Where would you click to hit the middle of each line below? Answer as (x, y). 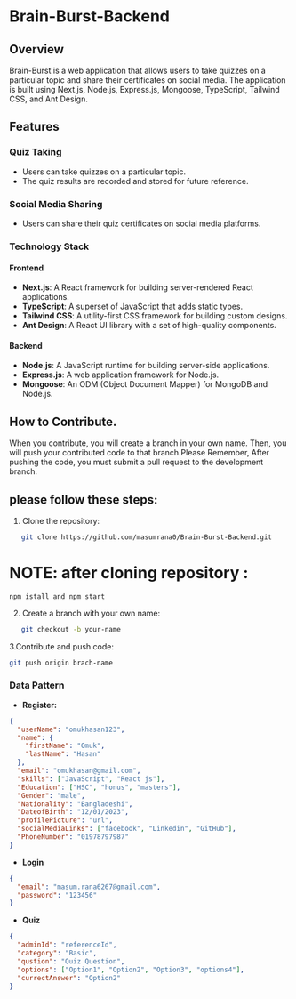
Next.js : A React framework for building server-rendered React (137, 287)
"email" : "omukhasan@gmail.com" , (79, 771)
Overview (37, 49)
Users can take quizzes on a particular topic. (104, 172)
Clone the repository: (61, 520)
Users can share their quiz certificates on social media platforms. (141, 223)
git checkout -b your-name (71, 629)
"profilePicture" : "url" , (65, 820)
